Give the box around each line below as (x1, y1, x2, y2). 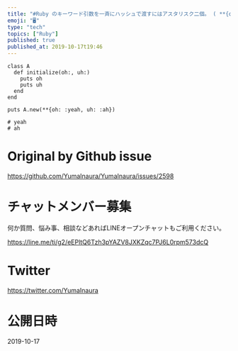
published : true (7, 37, 55, 44)
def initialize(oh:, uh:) (13, 69, 91, 76)
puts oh (20, 75, 42, 82)
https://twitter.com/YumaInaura (7, 286, 99, 294)
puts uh (20, 82, 42, 89)
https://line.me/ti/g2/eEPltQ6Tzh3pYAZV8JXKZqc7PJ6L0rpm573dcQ (7, 238, 209, 246)
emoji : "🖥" (7, 17, 40, 24)
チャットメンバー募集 (7, 199, 132, 215)
